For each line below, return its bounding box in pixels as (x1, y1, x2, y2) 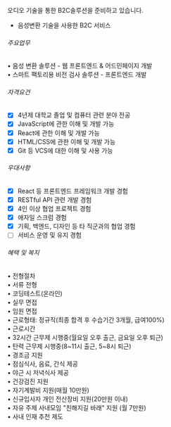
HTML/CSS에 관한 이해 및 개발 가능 (17, 137, 116, 146)
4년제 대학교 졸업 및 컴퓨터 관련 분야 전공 (17, 111, 131, 120)
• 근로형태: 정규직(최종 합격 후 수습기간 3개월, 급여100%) (7, 315, 165, 324)
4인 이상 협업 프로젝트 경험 (17, 205, 91, 213)
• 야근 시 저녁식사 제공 (7, 368, 69, 376)
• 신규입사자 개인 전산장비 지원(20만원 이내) (7, 395, 129, 403)
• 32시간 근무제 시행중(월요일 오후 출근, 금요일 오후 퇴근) (7, 333, 164, 341)
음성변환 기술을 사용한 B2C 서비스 (17, 21, 111, 30)
